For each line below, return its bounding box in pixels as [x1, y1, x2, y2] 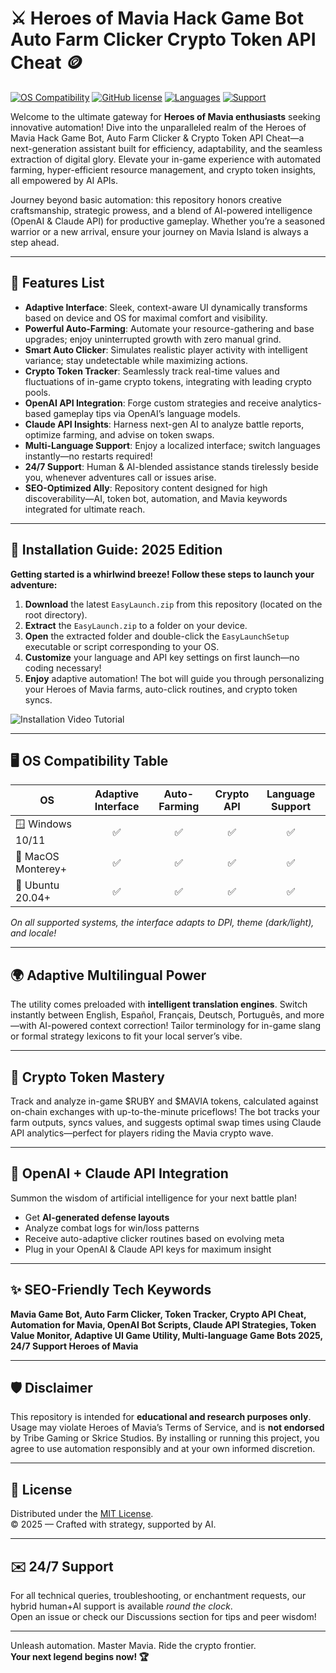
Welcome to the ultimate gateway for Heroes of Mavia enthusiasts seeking [10, 110, 321, 122]
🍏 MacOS [15, 850, 60, 864]
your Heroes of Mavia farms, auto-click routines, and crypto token [24, 683, 298, 695]
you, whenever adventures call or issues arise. [24, 471, 217, 483]
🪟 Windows [15, 817, 73, 831]
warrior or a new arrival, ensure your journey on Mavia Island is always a [10, 225, 309, 237]
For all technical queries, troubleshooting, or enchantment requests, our [10, 1590, 307, 1602]
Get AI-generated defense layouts [24, 1211, 170, 1223]
